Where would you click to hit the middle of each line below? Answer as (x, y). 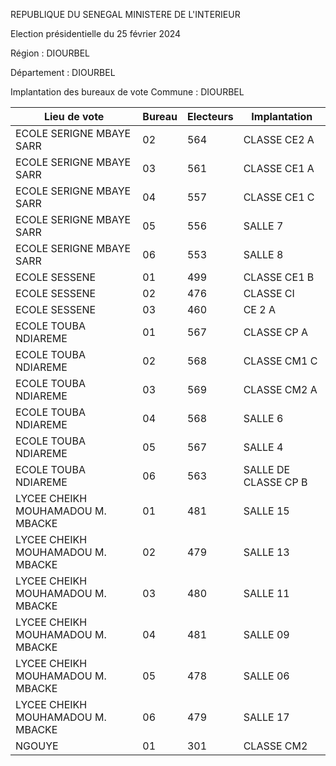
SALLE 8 (263, 254)
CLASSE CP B (275, 482)
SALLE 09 (266, 634)
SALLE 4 (263, 447)
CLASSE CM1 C (280, 361)
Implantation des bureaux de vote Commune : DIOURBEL (127, 92)
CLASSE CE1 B (279, 277)
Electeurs (210, 116)
